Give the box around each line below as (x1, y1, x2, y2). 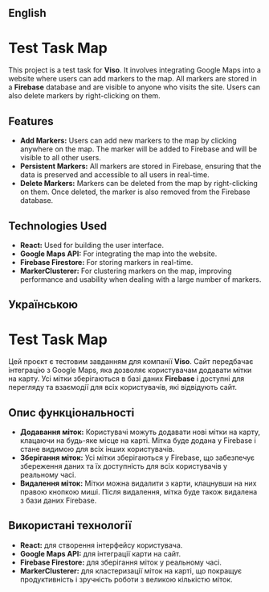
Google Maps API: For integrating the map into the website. (19, 249, 218, 259)
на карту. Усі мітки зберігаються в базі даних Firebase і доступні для (8, 374, 245, 383)
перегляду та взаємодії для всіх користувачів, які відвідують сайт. (8, 383, 238, 392)
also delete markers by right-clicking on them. (8, 91, 161, 101)
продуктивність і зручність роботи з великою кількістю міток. (19, 574, 233, 584)
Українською (8, 298, 79, 312)
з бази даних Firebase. (19, 495, 97, 506)
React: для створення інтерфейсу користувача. (19, 540, 183, 550)
